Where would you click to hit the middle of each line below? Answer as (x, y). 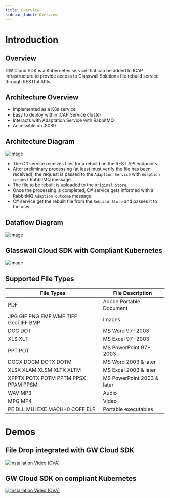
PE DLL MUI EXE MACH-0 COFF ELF (52, 409)
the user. (22, 207)
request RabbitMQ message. (42, 180)
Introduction (32, 40)
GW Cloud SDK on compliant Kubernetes (71, 478)
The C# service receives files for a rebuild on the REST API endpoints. (86, 164)
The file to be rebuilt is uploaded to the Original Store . (70, 185)
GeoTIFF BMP (24, 322)
